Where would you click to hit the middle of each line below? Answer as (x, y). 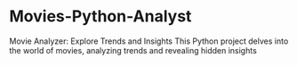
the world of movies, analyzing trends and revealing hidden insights (133, 50)
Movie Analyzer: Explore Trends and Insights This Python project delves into (149, 41)
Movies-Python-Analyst (100, 16)
